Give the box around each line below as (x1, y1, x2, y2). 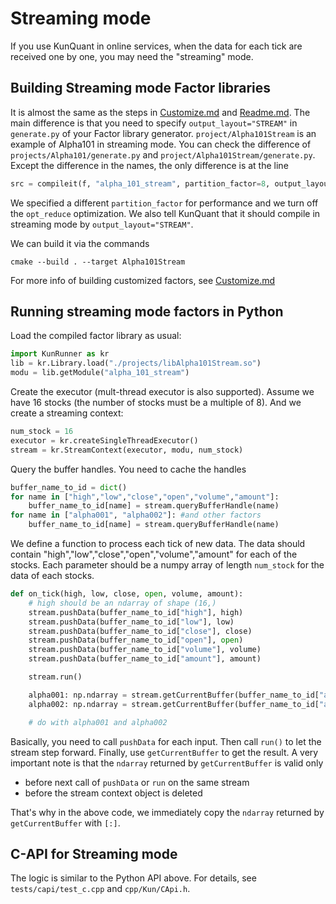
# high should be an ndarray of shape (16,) (28, 598, 217, 608)
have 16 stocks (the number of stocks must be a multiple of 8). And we (10, 397, 302, 409)
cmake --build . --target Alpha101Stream (10, 257, 186, 267)
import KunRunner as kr (10, 349, 110, 359)
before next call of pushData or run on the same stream (24, 776, 250, 788)
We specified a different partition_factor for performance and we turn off (10, 197, 319, 209)
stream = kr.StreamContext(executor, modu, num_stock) (10, 445, 244, 455)
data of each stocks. (10, 570, 95, 582)
